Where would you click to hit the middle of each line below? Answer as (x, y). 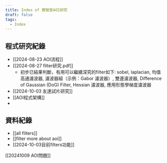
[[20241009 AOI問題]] (28, 155)
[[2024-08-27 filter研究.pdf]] (43, 66)
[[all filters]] (25, 133)
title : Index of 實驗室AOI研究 (36, 10)
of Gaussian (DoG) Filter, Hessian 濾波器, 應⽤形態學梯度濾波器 (86, 85)
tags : (11, 19)
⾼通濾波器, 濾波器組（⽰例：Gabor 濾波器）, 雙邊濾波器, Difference (91, 78)
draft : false (19, 15)
